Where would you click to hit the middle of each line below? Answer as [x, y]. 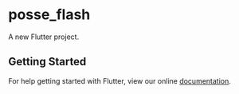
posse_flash [49, 15]
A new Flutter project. [44, 37]
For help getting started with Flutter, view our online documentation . [119, 80]
